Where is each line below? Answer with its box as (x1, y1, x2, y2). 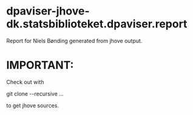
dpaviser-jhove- (6, 4, 90, 18)
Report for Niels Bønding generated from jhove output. (6, 37, 143, 44)
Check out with (6, 78, 44, 85)
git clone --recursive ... (6, 90, 64, 97)
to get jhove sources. (6, 102, 59, 109)
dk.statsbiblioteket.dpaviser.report (6, 17, 188, 31)
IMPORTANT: (6, 59, 74, 72)
